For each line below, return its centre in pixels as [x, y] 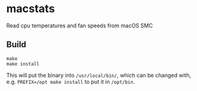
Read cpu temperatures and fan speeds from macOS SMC [80, 25]
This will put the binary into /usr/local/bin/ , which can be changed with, [99, 75]
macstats [31, 9]
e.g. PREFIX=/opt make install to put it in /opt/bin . [71, 81]
